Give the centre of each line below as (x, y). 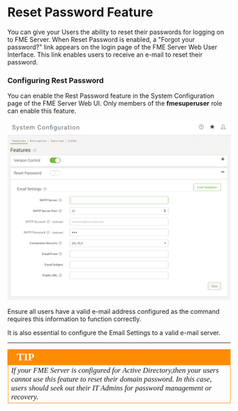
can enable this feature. (42, 111)
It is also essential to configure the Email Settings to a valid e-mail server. (114, 332)
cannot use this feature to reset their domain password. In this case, (112, 379)
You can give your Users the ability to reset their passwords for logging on (116, 32)
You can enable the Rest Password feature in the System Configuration (111, 96)
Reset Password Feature (80, 12)
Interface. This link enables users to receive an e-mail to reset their (105, 55)
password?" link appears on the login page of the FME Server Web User (112, 47)
